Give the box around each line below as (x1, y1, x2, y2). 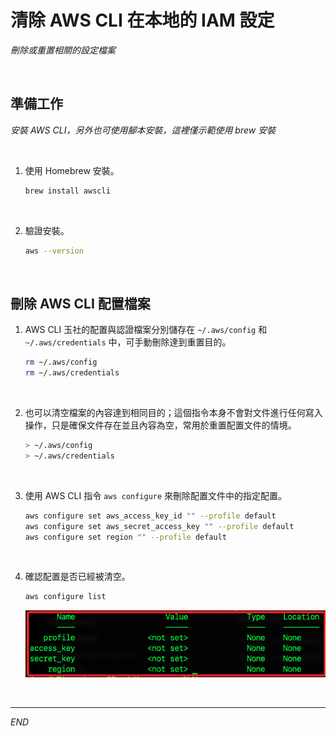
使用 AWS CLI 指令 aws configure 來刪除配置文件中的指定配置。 (24, 489, 288, 501)
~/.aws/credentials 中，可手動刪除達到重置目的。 (24, 336, 232, 348)
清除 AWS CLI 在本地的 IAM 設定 (10, 9, 275, 32)
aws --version (24, 246, 84, 256)
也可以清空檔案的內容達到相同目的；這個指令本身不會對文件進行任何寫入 (24, 407, 323, 419)
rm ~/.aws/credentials (24, 368, 120, 378)
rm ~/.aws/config (24, 357, 98, 368)
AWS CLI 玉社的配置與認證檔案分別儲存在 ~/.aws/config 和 (24, 324, 268, 336)
